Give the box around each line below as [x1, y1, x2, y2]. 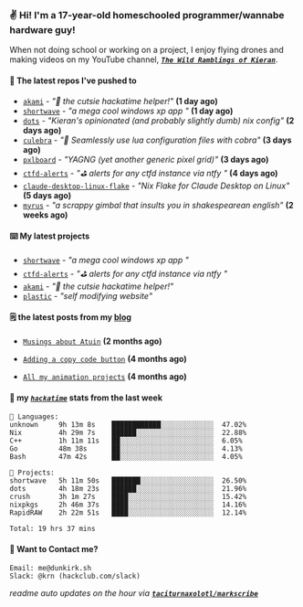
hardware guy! [9, 23, 76, 36]
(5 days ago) [22, 189, 72, 200]
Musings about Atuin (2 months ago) [22, 335, 162, 346]
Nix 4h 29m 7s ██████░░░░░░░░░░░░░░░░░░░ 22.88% [9, 429, 247, 438]
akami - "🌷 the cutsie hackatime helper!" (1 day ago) [22, 95, 218, 106]
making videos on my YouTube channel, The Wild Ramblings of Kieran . [9, 54, 278, 65]
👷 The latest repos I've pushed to [9, 75, 137, 86]
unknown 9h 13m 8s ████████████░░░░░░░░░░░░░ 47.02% [9, 421, 247, 430]
